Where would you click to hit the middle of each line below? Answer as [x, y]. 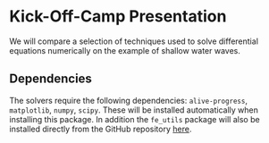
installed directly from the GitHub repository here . [101, 129]
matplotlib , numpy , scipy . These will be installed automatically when [134, 110]
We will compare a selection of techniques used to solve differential [134, 41]
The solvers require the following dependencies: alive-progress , [129, 100]
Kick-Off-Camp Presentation [118, 17]
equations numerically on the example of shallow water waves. [125, 50]
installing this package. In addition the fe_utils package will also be [135, 119]
